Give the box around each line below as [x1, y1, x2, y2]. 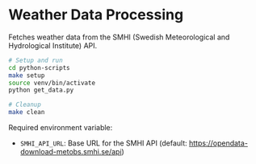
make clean [8, 109, 45, 117]
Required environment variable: [8, 123, 113, 133]
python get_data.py [8, 86, 74, 94]
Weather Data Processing [8, 6, 184, 24]
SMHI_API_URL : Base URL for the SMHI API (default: [19, 138, 187, 148]
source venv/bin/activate [8, 79, 95, 87]
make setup [8, 71, 45, 80]
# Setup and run [8, 56, 63, 64]
